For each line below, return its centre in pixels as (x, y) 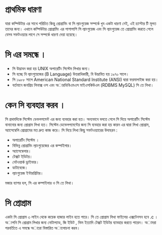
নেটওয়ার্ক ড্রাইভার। (25, 162)
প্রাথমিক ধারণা (23, 10)
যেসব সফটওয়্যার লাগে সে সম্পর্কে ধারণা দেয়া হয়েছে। (41, 34)
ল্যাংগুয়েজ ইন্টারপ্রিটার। (28, 173)
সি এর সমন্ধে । (26, 55)
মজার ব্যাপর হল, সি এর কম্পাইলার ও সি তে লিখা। (40, 183)
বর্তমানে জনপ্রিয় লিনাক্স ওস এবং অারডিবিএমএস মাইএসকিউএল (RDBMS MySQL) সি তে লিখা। (83, 85)
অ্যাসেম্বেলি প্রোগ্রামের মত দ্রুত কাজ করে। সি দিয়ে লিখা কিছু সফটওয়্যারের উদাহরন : (61, 130)
